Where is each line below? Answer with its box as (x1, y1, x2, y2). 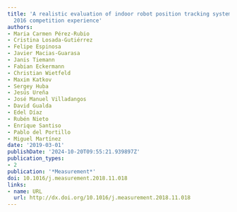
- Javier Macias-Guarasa (7, 50, 80, 57)
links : (7, 181, 27, 188)
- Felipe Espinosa (7, 43, 61, 50)
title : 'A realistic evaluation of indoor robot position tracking (7, 10, 210, 18)
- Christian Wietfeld (7, 69, 71, 76)
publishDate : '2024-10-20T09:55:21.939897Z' (7, 148, 140, 155)
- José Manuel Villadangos (7, 96, 87, 103)
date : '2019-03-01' (7, 142, 65, 149)
